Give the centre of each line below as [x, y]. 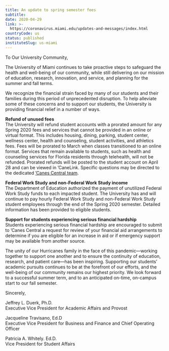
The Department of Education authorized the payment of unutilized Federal [83, 188]
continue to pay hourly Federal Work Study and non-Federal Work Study [80, 199]
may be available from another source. [46, 241]
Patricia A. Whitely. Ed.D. [31, 338]
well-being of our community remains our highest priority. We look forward [83, 272]
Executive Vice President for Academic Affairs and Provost [66, 308]
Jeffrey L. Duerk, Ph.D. [29, 302]
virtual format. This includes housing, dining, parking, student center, [77, 135]
